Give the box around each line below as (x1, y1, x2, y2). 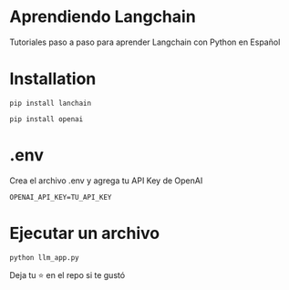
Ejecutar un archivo (9, 223, 160, 243)
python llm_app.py (9, 253, 79, 262)
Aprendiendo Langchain (9, 6, 196, 27)
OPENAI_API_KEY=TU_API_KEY (9, 192, 112, 202)
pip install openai (9, 114, 84, 124)
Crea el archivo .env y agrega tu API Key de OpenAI (9, 175, 203, 186)
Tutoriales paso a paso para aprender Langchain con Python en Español (9, 36, 281, 47)
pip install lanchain (9, 98, 92, 108)
